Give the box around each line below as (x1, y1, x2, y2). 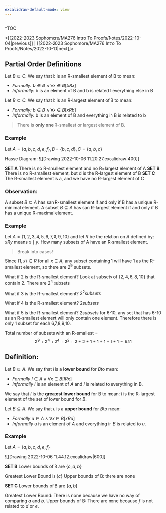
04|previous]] (5, 40, 33, 46)
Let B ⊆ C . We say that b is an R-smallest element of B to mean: (5, 73, 136, 79)
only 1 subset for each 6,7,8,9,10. (5, 320, 71, 326)
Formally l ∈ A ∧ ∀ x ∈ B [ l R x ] (12, 376, 72, 382)
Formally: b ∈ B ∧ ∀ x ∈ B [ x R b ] (12, 107, 76, 113)
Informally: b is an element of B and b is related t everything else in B (12, 88, 153, 94)
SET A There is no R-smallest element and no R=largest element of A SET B (5, 165, 160, 171)
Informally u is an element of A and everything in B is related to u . (12, 421, 146, 427)
